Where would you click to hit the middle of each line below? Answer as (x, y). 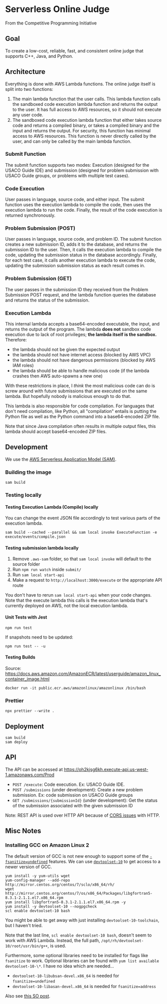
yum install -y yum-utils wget (38, 876)
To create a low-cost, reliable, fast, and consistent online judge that (74, 50)
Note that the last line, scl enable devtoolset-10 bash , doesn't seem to (79, 935)
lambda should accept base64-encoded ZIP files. (56, 432)
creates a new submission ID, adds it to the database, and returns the (77, 244)
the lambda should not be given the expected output (66, 349)
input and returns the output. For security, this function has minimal (82, 130)
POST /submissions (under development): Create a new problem (78, 789)
